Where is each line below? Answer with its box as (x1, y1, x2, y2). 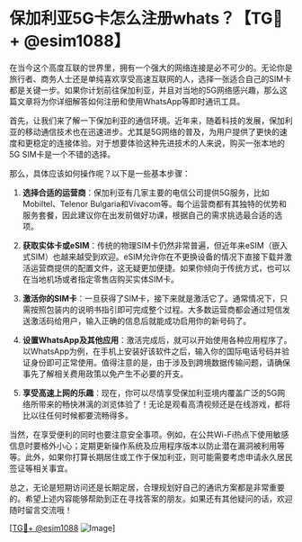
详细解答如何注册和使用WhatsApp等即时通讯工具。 (56, 95, 245, 106)
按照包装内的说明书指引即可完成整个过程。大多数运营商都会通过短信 (30, 303, 283, 315)
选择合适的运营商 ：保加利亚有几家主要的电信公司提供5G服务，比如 (22, 186, 270, 198)
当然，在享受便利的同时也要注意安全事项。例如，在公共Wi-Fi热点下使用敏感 (9, 429, 289, 439)
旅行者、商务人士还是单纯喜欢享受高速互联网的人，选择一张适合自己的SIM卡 (9, 73, 292, 84)
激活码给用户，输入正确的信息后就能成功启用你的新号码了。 (30, 315, 252, 326)
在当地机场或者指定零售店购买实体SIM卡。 (22, 274, 180, 285)
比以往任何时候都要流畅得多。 (22, 410, 133, 420)
